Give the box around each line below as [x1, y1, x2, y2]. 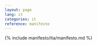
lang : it [4, 12, 23, 17]
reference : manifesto [4, 21, 50, 26]
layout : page [4, 7, 32, 12]
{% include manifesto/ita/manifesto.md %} [4, 35, 93, 41]
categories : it [4, 16, 36, 21]
